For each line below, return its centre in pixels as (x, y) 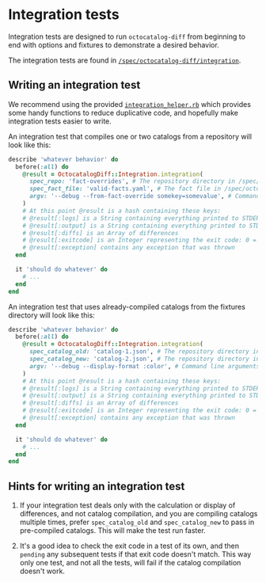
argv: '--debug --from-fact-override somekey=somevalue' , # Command (144, 196)
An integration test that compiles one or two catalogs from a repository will (130, 136)
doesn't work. (42, 571)
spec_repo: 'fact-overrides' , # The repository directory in (132, 181)
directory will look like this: (51, 315)
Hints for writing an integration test (97, 486)
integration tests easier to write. (60, 121)
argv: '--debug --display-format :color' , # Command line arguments (144, 366)
